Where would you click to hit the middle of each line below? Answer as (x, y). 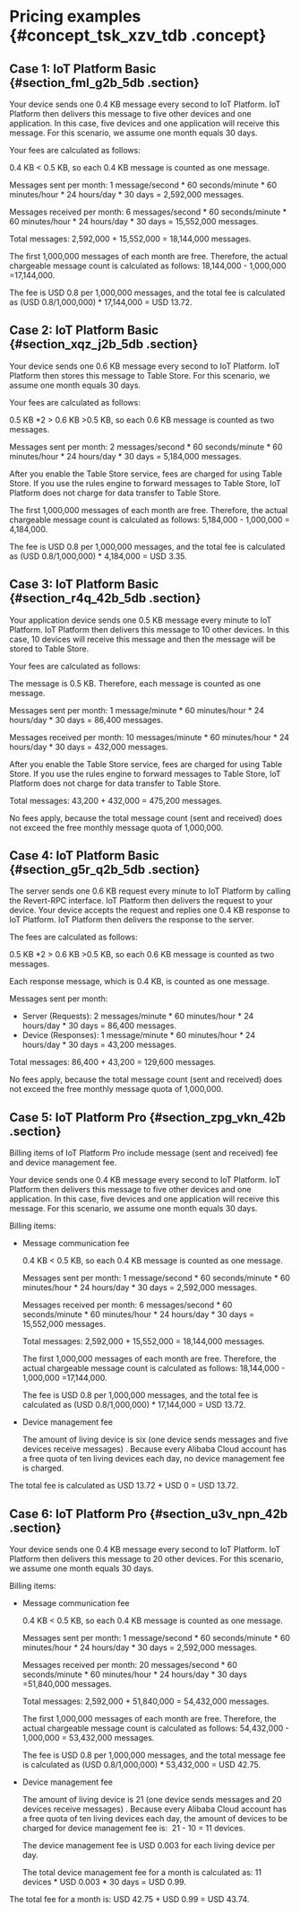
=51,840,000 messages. (67, 1684)
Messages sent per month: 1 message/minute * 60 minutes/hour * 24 (137, 710)
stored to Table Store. (49, 649)
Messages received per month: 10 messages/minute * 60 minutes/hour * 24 (149, 737)
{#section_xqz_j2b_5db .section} (104, 344)
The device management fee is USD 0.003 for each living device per (149, 1846)
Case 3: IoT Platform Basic (84, 585)
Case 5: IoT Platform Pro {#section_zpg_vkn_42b (148, 1118)
